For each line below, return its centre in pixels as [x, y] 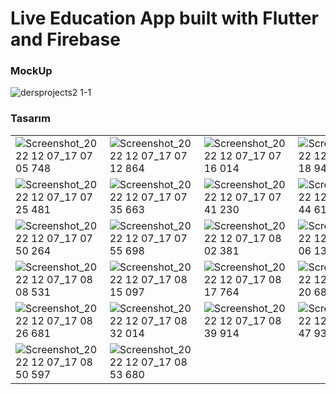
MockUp [31, 71]
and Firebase [65, 39]
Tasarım [30, 119]
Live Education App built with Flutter [164, 18]
